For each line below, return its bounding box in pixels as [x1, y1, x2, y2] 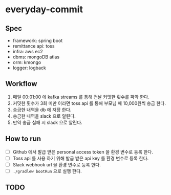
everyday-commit [5, 4, 83, 15]
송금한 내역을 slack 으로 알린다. [12, 113, 76, 119]
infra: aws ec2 [12, 49, 44, 54]
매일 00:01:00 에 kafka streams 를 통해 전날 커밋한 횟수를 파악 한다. [12, 94, 149, 100]
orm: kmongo [12, 59, 41, 65]
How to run [5, 135, 41, 143]
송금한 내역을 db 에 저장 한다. [12, 106, 72, 113]
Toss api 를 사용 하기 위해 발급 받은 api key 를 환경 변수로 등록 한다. [12, 155, 149, 161]
